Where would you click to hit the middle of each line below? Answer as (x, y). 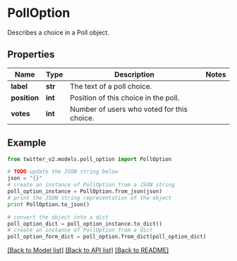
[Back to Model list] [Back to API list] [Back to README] (88, 250)
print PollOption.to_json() (49, 204)
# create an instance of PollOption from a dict (80, 230)
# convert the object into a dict (58, 217)
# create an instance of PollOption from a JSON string (91, 185)
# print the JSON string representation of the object (90, 198)
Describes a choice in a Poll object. (58, 32)
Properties (31, 55)
